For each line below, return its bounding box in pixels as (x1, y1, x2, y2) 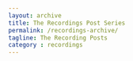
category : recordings (8, 41, 83, 49)
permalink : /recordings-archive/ (8, 26, 119, 34)
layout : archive (8, 11, 62, 20)
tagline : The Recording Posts (8, 33, 108, 42)
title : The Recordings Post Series (8, 19, 126, 27)
